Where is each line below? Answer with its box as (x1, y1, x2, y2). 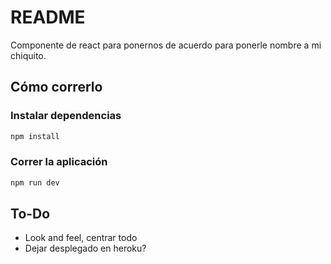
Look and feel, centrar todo (24, 232, 138, 244)
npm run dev (10, 177, 60, 188)
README (10, 6, 86, 29)
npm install (10, 131, 60, 141)
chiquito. (10, 49, 47, 61)
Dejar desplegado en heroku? (24, 242, 147, 255)
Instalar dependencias (10, 109, 122, 123)
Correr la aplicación (10, 155, 108, 169)
